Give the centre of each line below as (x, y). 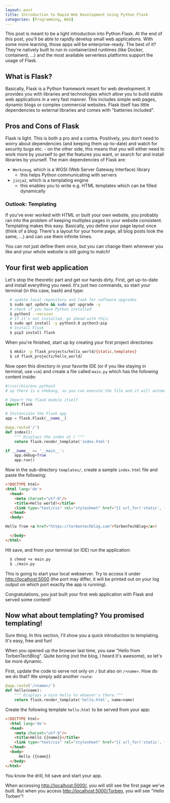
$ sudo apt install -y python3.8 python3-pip (59, 323)
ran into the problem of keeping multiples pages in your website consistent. (84, 220)
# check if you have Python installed (51, 309)
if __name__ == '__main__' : (35, 451)
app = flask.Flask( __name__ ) (36, 418)
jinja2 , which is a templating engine (50, 180)
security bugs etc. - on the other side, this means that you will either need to (85, 149)
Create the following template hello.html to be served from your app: (78, 709)
